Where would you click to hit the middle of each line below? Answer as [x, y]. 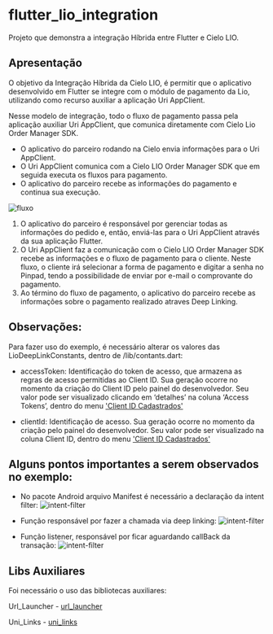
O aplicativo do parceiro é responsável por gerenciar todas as [124, 223]
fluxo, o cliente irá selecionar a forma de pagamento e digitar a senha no [142, 267]
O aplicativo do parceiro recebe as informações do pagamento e [129, 183]
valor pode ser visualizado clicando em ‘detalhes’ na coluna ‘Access [134, 397]
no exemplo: [41, 477]
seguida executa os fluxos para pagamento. [94, 175]
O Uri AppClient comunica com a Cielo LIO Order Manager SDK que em [140, 166]
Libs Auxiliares [47, 571]
